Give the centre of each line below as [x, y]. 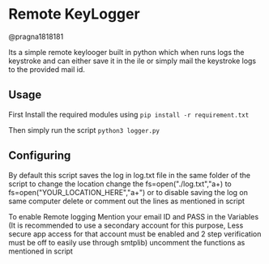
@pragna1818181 [36, 36]
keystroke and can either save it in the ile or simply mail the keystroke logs [132, 61]
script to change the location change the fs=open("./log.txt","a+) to [120, 184]
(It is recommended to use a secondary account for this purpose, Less [126, 225]
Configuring [40, 156]
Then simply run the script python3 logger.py [84, 130]
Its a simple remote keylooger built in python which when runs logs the [126, 52]
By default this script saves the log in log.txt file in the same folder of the [130, 175]
